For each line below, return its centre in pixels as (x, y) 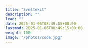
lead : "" (14, 19)
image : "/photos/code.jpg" (34, 38)
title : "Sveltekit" (26, 10)
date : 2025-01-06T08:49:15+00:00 (41, 24)
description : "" (22, 14)
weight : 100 (18, 33)
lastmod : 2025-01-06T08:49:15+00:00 (44, 28)
